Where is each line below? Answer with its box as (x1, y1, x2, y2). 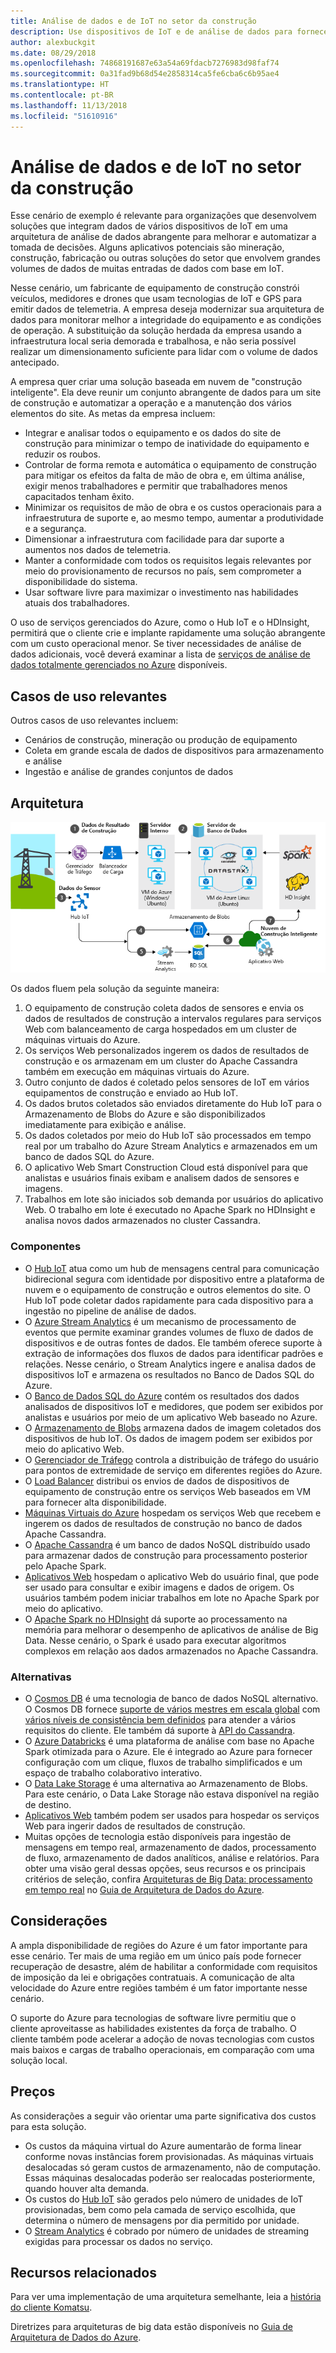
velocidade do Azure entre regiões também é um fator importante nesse (10, 1981, 308, 1994)
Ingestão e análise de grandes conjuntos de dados (24, 766, 234, 778)
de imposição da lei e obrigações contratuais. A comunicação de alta (10, 1971, 295, 1983)
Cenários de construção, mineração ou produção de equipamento (24, 734, 298, 746)
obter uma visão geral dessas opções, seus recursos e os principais (24, 1863, 306, 1875)
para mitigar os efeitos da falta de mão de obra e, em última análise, (24, 470, 305, 482)
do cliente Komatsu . (10, 2301, 93, 2314)
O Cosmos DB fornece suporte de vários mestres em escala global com (24, 1703, 321, 1715)
